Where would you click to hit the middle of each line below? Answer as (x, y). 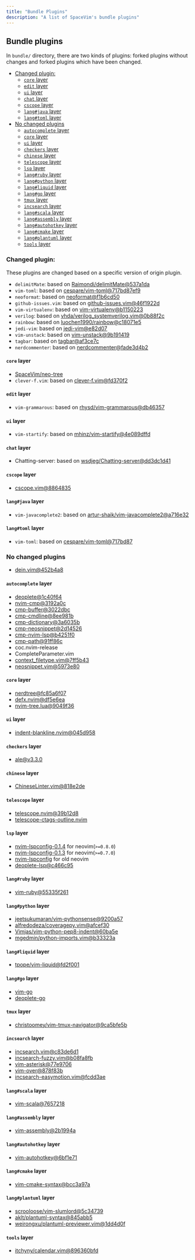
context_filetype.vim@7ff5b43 (52, 660)
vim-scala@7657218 (40, 1104)
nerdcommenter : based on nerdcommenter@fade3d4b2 (81, 347)
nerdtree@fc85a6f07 (40, 693)
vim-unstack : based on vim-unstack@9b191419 (72, 334)
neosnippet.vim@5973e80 (47, 666)
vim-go (23, 992)
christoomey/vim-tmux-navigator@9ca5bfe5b (71, 1024)
